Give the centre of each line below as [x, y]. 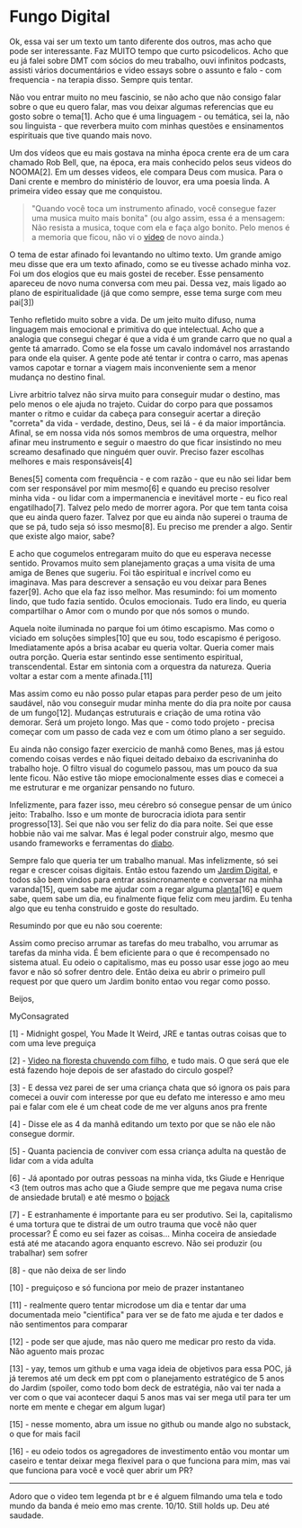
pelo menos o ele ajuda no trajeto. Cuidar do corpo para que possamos [141, 404]
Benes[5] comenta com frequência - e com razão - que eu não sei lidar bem [151, 478]
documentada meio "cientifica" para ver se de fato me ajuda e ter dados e [147, 1314]
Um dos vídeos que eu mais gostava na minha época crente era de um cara [149, 152]
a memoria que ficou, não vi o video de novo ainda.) [128, 237]
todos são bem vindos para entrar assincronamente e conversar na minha [146, 880]
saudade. [27, 1515]
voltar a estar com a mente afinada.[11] [81, 675]
